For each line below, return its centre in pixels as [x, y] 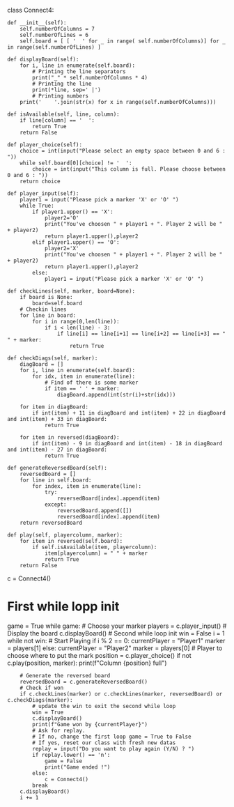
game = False [63, 761]
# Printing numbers [61, 96]
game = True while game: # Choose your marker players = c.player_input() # [117, 626]
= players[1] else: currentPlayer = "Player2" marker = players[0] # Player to [115, 648]
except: [56, 505]
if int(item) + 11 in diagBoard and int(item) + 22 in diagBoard [129, 413]
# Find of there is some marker [91, 383]
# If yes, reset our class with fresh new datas [104, 743]
